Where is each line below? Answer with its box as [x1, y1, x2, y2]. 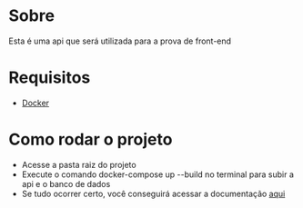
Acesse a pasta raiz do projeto [21, 159, 137, 170]
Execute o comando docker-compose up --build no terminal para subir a [21, 169, 295, 180]
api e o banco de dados [21, 178, 111, 189]
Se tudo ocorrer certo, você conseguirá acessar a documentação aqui [21, 188, 286, 199]
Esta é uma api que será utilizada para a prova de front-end [8, 35, 232, 46]
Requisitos [8, 67, 91, 88]
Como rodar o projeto [8, 129, 173, 150]
